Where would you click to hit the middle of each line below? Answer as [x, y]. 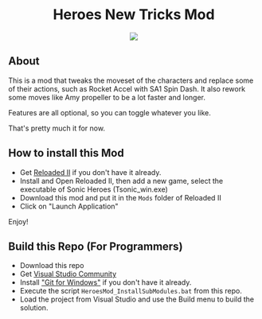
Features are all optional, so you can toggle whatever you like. [109, 112]
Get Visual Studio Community [68, 274]
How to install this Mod [66, 153]
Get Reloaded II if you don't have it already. [90, 172]
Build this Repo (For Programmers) [96, 246]
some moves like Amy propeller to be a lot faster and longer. [107, 97]
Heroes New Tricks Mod [134, 15]
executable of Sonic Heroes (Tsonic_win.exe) [94, 189]
